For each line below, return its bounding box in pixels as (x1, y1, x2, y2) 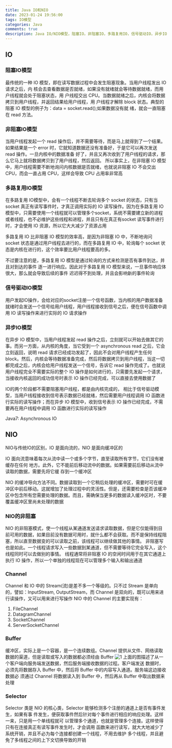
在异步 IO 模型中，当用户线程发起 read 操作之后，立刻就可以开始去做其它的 (5, 336, 164, 342)
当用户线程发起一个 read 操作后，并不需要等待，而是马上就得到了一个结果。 (5, 138, 165, 144)
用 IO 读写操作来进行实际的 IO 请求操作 (5, 310, 87, 316)
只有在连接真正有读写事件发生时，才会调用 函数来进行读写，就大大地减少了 (5, 724, 164, 730)
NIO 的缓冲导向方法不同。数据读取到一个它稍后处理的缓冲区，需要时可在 (5, 479, 158, 485)
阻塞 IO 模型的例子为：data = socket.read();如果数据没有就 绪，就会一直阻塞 (5, 105, 166, 111)
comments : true (5, 27, 38, 32)
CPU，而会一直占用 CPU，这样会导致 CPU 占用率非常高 (5, 170, 123, 176)
